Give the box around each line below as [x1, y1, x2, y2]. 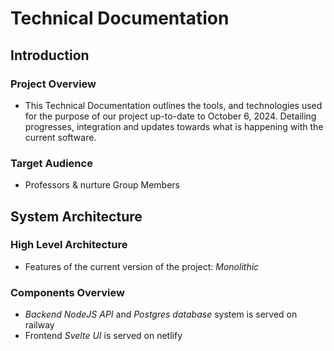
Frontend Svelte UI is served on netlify [24, 330, 183, 342]
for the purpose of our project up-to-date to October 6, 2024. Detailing [24, 110, 317, 122]
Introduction [10, 47, 90, 64]
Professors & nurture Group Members [24, 179, 180, 191]
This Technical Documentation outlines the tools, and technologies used [24, 99, 323, 111]
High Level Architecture [10, 238, 128, 252]
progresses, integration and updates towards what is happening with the [24, 120, 324, 132]
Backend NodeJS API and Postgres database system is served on [24, 308, 298, 321]
